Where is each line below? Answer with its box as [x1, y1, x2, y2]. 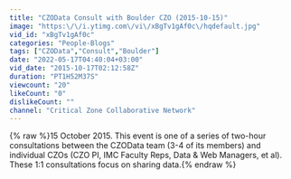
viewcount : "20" [9, 80, 70, 89]
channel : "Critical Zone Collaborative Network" [9, 106, 196, 115]
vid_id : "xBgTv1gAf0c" [9, 30, 95, 39]
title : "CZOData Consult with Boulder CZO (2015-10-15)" [9, 13, 229, 23]
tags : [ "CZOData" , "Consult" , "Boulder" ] [9, 47, 160, 56]
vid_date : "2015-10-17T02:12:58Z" [9, 64, 140, 73]
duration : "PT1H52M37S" [9, 72, 99, 81]
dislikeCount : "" [9, 97, 75, 107]
